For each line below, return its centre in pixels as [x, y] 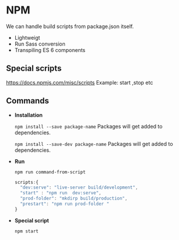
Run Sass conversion [40, 44]
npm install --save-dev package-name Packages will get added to [94, 144]
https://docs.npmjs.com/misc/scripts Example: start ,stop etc [80, 82]
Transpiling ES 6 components [50, 50]
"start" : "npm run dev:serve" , [61, 193]
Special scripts [34, 69]
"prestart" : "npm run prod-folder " [65, 204]
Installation [28, 115]
